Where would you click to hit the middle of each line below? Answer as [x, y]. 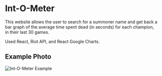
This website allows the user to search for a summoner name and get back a [81, 22]
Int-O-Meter [30, 8]
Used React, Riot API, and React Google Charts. [52, 41]
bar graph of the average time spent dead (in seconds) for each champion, [80, 27]
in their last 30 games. [27, 32]
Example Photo [28, 57]
